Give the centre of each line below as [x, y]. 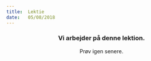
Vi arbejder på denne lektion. [101, 38]
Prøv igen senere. [101, 51]
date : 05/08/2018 [31, 17]
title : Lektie [25, 12]
